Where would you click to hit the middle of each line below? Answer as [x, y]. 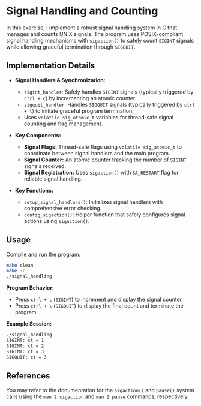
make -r [16, 271]
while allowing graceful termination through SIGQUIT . [71, 47]
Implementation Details [51, 66]
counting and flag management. [63, 124]
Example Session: [29, 324]
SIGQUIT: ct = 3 [26, 357]
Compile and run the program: [43, 254]
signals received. [45, 166]
